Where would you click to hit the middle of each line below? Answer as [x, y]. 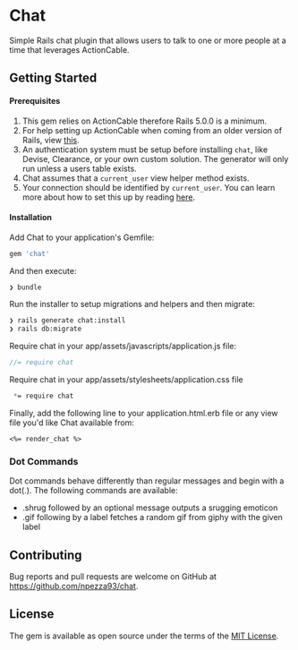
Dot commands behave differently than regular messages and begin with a [147, 481]
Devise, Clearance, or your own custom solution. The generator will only [155, 158]
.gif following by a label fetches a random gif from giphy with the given [153, 517]
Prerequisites [35, 100]
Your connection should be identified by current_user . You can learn [149, 187]
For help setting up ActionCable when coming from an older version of [152, 130]
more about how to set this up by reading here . [108, 197]
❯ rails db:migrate [46, 329]
